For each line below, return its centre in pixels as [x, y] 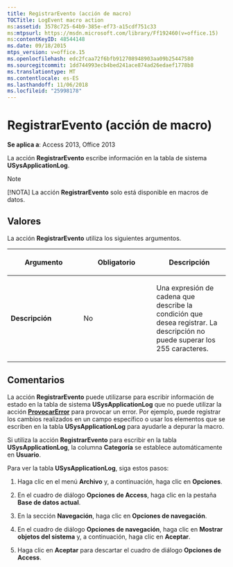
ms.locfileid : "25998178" [44, 91]
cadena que [176, 296]
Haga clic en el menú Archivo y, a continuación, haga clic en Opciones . [120, 481]
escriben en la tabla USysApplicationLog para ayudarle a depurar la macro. [115, 426]
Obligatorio [116, 262]
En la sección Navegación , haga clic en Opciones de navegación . [112, 516]
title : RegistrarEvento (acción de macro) [69, 14]
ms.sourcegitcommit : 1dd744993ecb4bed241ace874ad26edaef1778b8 [101, 65]
